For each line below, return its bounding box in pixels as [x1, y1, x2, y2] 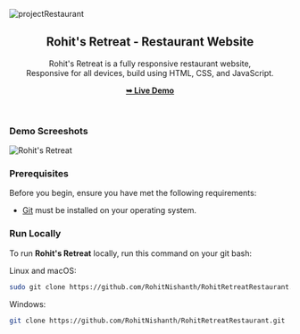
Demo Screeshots [9, 124, 88, 137]
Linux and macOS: [9, 265, 77, 276]
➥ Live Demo [125, 85, 175, 96]
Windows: [9, 298, 46, 309]
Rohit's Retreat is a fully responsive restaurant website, [48, 58, 252, 69]
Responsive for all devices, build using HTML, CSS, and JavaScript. [26, 67, 274, 78]
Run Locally [9, 227, 62, 240]
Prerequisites [9, 167, 69, 180]
